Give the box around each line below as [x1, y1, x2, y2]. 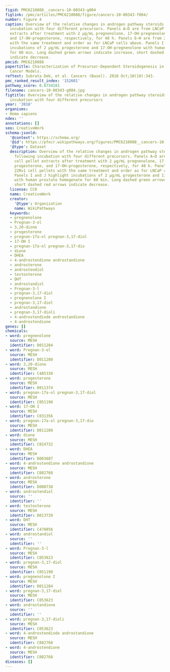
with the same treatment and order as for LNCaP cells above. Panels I [10, 41, 164, 46]
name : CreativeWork [10, 191, 51, 197]
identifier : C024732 [10, 442, 53, 447]
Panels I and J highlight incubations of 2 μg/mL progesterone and [14, 173, 159, 178]
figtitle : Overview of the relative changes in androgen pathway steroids [5, 92, 166, 98]
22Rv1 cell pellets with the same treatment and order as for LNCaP [14, 168, 162, 173]
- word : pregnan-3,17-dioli [5, 617, 65, 622]
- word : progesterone [5, 376, 51, 381]
